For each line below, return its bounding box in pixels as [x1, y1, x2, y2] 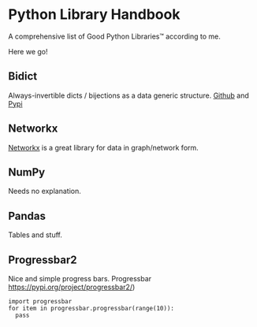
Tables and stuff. [8, 230, 63, 240]
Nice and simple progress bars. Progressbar [8, 274, 152, 283]
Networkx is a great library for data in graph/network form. [8, 143, 199, 152]
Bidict [8, 69, 38, 84]
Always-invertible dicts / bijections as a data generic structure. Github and [8, 91, 250, 100]
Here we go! [8, 46, 49, 56]
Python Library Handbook [8, 6, 181, 24]
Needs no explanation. [8, 187, 81, 196]
